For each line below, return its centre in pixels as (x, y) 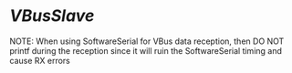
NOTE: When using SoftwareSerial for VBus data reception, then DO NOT (147, 41)
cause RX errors (40, 60)
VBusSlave (52, 16)
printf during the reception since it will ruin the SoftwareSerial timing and (146, 50)
